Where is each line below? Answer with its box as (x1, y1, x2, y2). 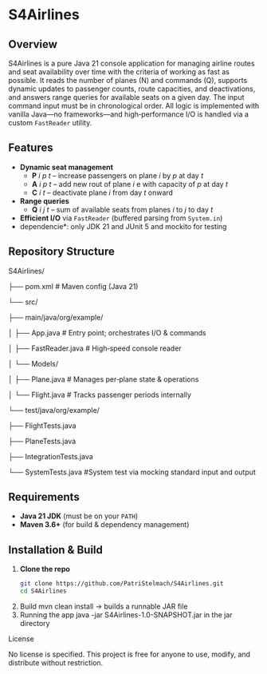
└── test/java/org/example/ (8, 405, 100, 414)
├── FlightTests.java (8, 421, 77, 430)
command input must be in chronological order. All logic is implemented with (8, 101, 260, 110)
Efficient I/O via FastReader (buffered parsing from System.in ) (19, 213, 223, 223)
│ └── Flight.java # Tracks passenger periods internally (8, 390, 191, 399)
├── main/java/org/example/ (8, 312, 104, 322)
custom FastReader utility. (8, 118, 92, 127)
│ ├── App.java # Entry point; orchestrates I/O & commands (8, 327, 206, 337)
